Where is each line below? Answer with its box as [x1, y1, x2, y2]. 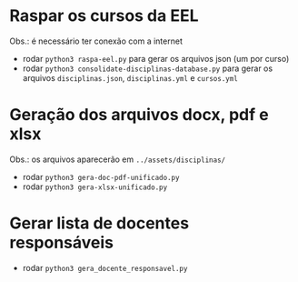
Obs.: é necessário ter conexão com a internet [9, 35, 184, 46]
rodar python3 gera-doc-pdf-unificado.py [22, 171, 180, 182]
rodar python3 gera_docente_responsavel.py [22, 262, 188, 273]
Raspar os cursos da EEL [9, 5, 199, 26]
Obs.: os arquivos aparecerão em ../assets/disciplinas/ [9, 154, 225, 165]
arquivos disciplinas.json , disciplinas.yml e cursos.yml [22, 72, 238, 83]
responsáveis [9, 233, 114, 253]
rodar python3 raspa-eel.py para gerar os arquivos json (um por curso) [22, 53, 290, 64]
